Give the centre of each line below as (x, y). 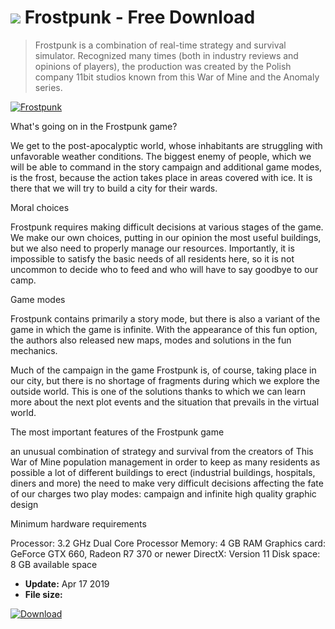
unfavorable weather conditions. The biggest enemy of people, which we (161, 156)
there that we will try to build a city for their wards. (114, 188)
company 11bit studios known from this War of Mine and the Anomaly (177, 77)
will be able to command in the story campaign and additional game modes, (166, 167)
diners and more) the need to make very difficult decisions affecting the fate (167, 483)
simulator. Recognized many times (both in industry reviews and (166, 55)
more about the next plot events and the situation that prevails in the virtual (165, 402)
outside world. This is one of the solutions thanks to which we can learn (158, 391)
